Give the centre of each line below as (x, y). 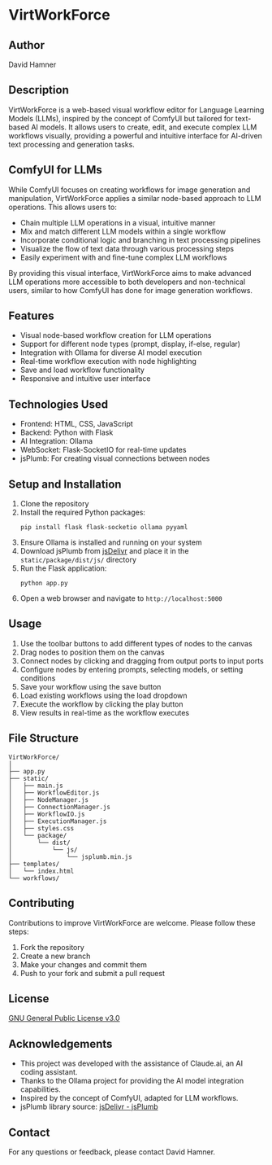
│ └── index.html (41, 871)
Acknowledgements (60, 1044)
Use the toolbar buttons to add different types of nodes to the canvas (136, 643)
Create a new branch (55, 956)
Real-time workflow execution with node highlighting (108, 361)
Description (39, 90)
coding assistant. (49, 1072)
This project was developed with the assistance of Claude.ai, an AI (132, 1063)
